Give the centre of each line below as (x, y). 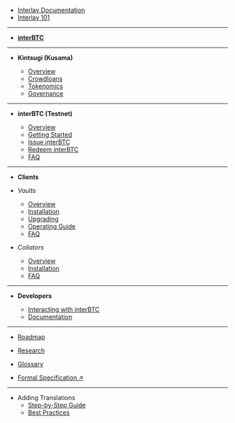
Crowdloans (45, 79)
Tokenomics (45, 86)
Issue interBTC (49, 142)
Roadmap (31, 337)
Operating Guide (51, 226)
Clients (28, 177)
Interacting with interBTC (64, 309)
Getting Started (50, 135)
